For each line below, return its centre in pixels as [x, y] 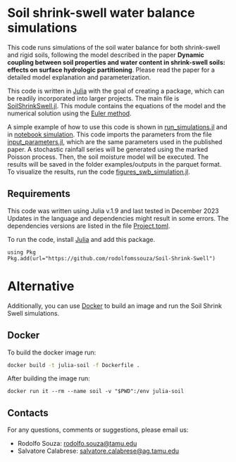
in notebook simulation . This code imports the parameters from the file [110, 134]
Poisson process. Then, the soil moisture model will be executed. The [108, 157]
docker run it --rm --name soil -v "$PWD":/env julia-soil [96, 392]
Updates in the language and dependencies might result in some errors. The [118, 218]
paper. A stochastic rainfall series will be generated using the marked [108, 149]
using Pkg [22, 252]
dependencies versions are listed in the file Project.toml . [89, 226]
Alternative [41, 286]
